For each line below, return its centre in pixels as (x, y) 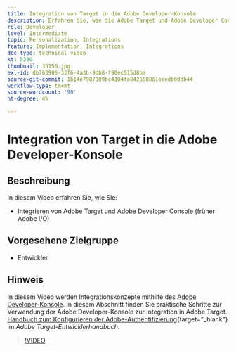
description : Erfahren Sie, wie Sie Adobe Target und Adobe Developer (113, 20)
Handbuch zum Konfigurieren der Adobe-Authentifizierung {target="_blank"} (118, 319)
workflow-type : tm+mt (39, 86)
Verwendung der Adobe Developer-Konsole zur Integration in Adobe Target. (117, 312)
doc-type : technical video (47, 53)
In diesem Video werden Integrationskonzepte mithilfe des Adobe (102, 297)
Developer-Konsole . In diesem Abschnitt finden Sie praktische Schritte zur (115, 304)
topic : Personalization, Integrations (64, 40)
